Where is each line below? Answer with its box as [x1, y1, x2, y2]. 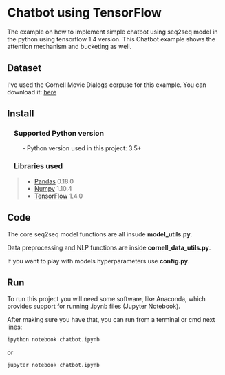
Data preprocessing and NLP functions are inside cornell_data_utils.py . [7, 243, 211, 252]
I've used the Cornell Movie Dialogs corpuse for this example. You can [7, 81, 206, 89]
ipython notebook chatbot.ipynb [7, 336, 100, 343]
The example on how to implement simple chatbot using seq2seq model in [7, 28, 218, 36]
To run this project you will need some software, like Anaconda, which [7, 295, 206, 303]
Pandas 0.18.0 [34, 177, 74, 185]
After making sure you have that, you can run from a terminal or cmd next [7, 316, 215, 324]
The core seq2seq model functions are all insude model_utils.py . [7, 230, 193, 239]
